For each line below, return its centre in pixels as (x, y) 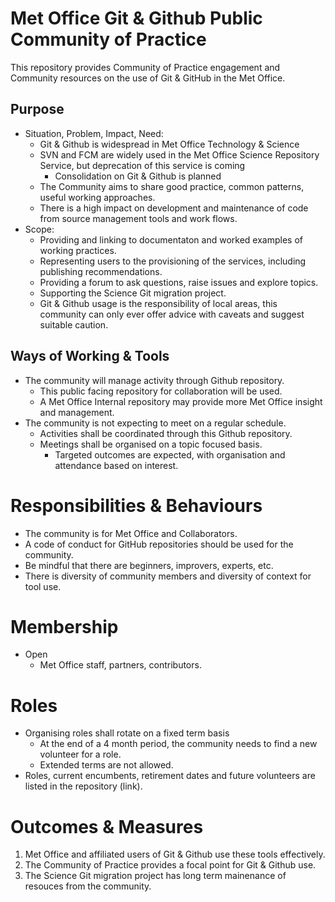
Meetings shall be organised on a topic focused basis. (151, 444)
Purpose (37, 109)
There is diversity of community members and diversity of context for (168, 576)
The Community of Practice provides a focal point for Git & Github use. (170, 865)
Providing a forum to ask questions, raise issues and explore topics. (179, 282)
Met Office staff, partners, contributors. (120, 665)
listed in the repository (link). (83, 786)
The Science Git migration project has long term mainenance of (155, 876)
